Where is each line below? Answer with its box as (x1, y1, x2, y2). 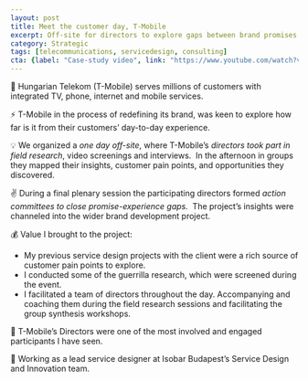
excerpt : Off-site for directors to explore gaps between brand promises (10, 30, 298, 39)
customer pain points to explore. (23, 259, 146, 270)
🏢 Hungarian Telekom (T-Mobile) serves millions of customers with (10, 81, 261, 91)
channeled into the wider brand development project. (10, 211, 211, 221)
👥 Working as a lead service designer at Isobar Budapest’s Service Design (10, 354, 290, 364)
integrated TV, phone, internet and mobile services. (10, 90, 204, 101)
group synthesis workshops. (23, 308, 132, 319)
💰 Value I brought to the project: (10, 229, 133, 239)
